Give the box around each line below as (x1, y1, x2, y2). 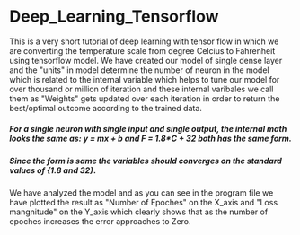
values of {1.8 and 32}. (9, 164, 97, 176)
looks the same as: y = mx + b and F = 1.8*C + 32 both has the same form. (9, 133, 292, 144)
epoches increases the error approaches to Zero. (9, 216, 191, 227)
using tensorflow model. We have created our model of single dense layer (9, 55, 283, 65)
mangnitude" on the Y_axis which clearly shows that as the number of (9, 206, 269, 217)
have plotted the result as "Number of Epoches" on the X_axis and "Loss (9, 197, 278, 208)
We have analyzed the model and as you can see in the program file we (9, 187, 274, 198)
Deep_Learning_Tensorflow (9, 6, 219, 27)
